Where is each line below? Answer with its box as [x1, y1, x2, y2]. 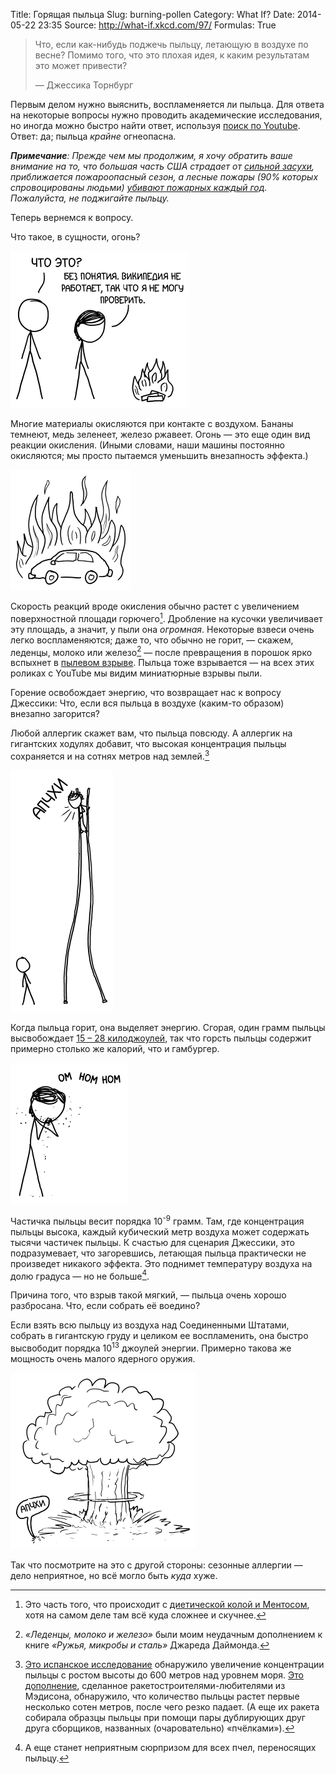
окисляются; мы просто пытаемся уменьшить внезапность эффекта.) [10, 450, 309, 461]
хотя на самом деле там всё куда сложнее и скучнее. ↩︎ [24, 1609, 267, 1621]
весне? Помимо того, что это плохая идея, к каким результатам [34, 49, 310, 61]
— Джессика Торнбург [34, 79, 134, 91]
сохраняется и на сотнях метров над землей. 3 [10, 749, 210, 762]
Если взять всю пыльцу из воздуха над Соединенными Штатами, [10, 1319, 290, 1331]
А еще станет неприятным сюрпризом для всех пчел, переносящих [24, 1741, 317, 1753]
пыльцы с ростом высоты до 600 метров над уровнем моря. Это [24, 1669, 305, 1681]
